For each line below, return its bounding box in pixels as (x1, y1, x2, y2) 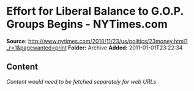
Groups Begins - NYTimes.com (6, 17, 168, 31)
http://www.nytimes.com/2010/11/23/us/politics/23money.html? (28, 37, 188, 45)
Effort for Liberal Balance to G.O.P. (6, 4, 184, 18)
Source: (6, 37, 28, 45)
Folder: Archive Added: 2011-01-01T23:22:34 (68, 44, 183, 51)
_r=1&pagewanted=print (6, 44, 67, 51)
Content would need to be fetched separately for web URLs (6, 78, 157, 85)
